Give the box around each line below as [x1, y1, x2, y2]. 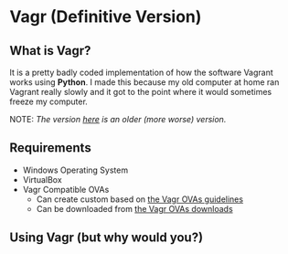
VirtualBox [22, 174, 62, 185]
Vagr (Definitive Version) [9, 6, 202, 27]
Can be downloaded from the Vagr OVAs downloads [36, 203, 233, 214]
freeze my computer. [9, 96, 89, 107]
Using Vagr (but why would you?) [9, 230, 204, 246]
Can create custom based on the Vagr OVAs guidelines [36, 194, 244, 205]
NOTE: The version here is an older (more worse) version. [9, 114, 227, 124]
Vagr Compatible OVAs [22, 184, 110, 195]
